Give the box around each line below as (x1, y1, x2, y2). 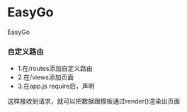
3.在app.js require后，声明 (17, 82, 95, 91)
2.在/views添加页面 (17, 73, 74, 82)
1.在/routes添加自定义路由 (17, 65, 93, 73)
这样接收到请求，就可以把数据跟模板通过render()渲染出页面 (7, 97, 181, 106)
